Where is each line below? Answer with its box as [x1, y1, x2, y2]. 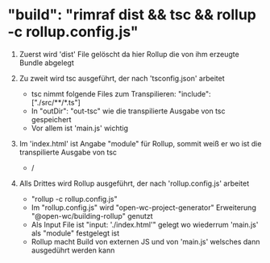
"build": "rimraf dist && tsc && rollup [7, 6, 257, 24]
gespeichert [31, 114, 72, 124]
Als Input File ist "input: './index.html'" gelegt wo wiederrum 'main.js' [31, 220, 259, 229]
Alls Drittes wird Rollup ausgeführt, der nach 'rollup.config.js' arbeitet [19, 179, 250, 188]
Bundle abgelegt [19, 58, 74, 68]
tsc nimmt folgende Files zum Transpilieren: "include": [31, 88, 211, 98]
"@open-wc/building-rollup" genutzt [31, 211, 154, 220]
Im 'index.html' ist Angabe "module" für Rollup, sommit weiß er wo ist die [19, 138, 262, 148]
